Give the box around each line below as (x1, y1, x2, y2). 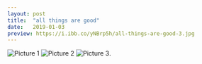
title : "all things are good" (7, 17, 100, 24)
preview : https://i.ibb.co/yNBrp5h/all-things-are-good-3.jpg (7, 30, 195, 37)
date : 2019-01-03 (7, 23, 65, 30)
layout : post (7, 10, 46, 18)
